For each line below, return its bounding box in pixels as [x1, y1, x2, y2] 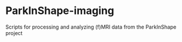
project [5, 29, 23, 36]
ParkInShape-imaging [5, 4, 115, 17]
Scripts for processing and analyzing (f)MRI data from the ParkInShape [5, 23, 177, 30]
